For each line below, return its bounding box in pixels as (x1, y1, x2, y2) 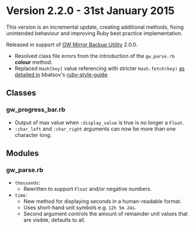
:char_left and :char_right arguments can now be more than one (14, 125, 176, 132)
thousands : (14, 179, 41, 186)
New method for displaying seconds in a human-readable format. (23, 198, 182, 205)
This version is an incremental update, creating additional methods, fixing (6, 23, 184, 30)
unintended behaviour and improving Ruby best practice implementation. (6, 29, 183, 36)
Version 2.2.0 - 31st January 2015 (6, 4, 175, 18)
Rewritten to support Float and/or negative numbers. (23, 186, 152, 193)
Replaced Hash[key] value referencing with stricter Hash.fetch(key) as (14, 64, 185, 71)
